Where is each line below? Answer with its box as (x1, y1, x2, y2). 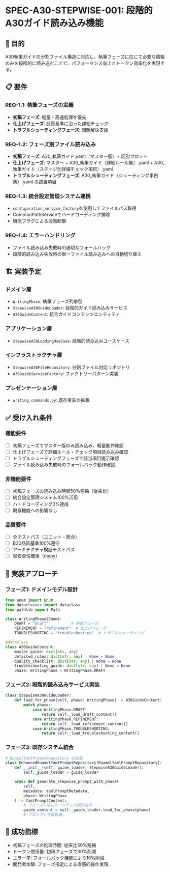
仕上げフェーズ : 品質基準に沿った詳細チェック (12, 120, 109, 126)
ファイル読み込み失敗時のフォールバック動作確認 (12, 462, 115, 468)
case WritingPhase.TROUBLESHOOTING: (32, 726, 110, 731)
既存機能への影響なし (12, 507, 57, 513)
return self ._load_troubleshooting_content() (41, 731, 140, 736)
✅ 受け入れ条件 (5, 413, 53, 422)
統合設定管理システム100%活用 (12, 494, 78, 500)
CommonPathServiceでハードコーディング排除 (12, 212, 111, 218)
